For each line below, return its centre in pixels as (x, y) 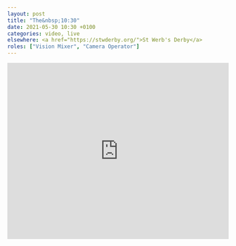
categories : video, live (44, 33)
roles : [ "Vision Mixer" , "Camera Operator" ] (73, 47)
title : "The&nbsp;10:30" (44, 20)
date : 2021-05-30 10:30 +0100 (52, 27)
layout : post (26, 14)
